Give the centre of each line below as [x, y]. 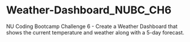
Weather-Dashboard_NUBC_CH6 [89, 10]
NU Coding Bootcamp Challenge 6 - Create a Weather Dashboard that [92, 26]
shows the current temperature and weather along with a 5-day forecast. [95, 32]
